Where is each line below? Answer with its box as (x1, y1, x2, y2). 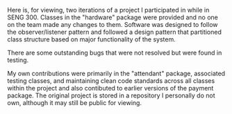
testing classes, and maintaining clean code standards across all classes (7, 77, 215, 85)
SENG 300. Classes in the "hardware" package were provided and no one (7, 13, 219, 21)
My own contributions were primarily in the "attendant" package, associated (7, 69, 226, 77)
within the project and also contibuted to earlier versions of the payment (7, 84, 214, 92)
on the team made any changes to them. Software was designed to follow (7, 21, 218, 28)
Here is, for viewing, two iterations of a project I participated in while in (7, 6, 210, 14)
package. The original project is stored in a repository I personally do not (7, 91, 215, 99)
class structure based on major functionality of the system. (7, 35, 176, 44)
